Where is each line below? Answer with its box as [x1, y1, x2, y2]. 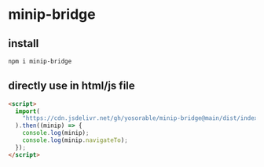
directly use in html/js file [8, 79, 135, 93]
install [8, 37, 39, 50]
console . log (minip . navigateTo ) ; [22, 136, 128, 144]
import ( [15, 107, 41, 115]
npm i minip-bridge [8, 57, 72, 65]
